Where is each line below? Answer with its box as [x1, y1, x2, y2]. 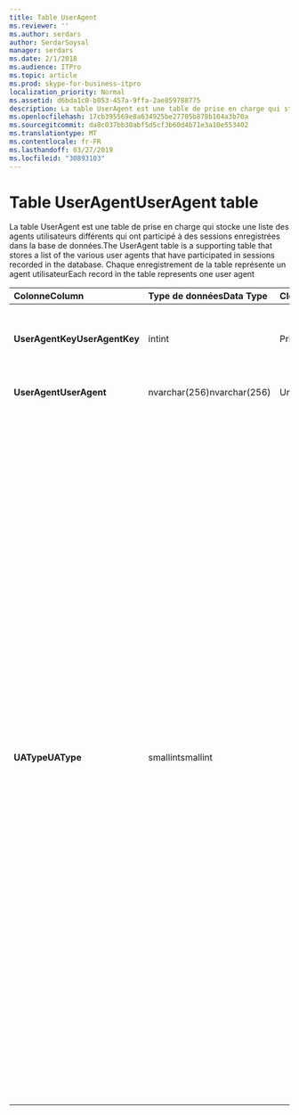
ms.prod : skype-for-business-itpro [9, 79, 141, 88]
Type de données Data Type [148, 290, 269, 303]
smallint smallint [148, 752, 214, 764]
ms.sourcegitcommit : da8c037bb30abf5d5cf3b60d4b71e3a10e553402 [9, 121, 249, 130]
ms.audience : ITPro [9, 63, 82, 72]
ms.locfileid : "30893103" [9, 153, 105, 163]
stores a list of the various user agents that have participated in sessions [9, 250, 276, 261]
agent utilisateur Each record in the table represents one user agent [9, 269, 255, 280]
